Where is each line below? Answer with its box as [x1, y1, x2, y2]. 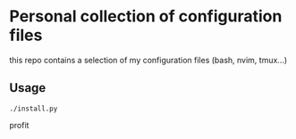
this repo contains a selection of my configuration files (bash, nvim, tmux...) [9, 54, 288, 65]
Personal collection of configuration [9, 6, 283, 27]
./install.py [9, 104, 58, 113]
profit [9, 119, 30, 130]
